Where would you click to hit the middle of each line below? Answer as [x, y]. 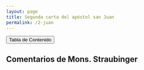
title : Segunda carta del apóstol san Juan [60, 17]
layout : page [22, 11]
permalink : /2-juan [30, 22]
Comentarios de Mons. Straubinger [72, 59]
